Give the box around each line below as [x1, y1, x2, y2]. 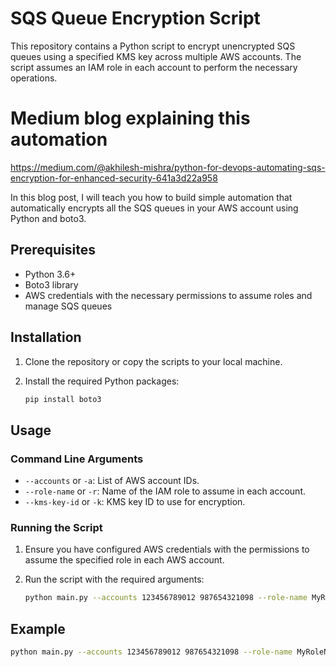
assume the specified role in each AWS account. [24, 554, 225, 566]
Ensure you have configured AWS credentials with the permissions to [24, 543, 310, 556]
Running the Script [10, 520, 103, 534]
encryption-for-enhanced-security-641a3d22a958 [10, 172, 218, 184]
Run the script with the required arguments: [24, 573, 205, 586]
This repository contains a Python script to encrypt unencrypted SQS [10, 40, 296, 52]
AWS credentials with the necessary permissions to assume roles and [24, 289, 313, 301]
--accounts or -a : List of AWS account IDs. [24, 475, 200, 487]
